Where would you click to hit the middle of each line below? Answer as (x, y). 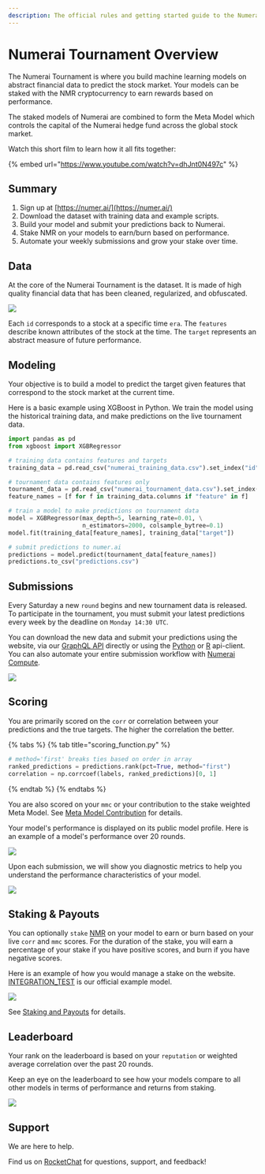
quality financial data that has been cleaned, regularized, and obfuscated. (128, 293)
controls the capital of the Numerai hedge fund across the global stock (123, 125)
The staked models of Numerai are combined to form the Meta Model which (131, 117)
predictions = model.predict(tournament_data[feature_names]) (112, 554)
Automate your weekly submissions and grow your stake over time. (129, 241)
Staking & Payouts (54, 914)
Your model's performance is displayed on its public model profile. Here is (129, 828)
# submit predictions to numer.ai (65, 547)
